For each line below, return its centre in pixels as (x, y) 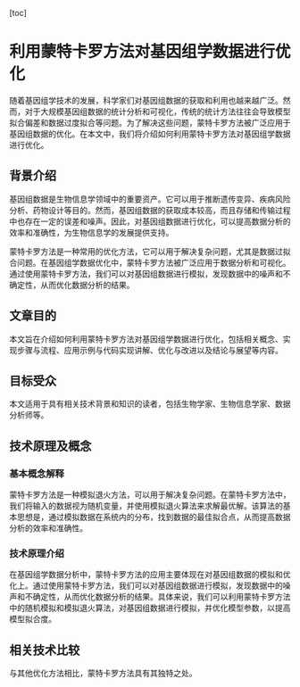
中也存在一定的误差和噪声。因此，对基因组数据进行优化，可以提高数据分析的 (150, 221)
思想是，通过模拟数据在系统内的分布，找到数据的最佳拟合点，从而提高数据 (154, 517)
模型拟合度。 (33, 619)
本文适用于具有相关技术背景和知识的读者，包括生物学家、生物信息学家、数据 (150, 404)
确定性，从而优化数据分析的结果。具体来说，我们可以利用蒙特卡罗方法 (162, 597)
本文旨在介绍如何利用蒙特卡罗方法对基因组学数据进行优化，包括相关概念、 (146, 339)
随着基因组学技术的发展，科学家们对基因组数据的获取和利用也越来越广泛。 (146, 100)
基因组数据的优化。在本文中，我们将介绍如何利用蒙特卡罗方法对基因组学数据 (150, 134)
